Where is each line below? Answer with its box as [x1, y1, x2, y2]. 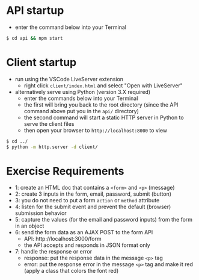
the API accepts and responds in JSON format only [23, 241, 150, 249]
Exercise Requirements [6, 164, 124, 178]
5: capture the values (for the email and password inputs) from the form [14, 216, 193, 223]
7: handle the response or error [14, 248, 92, 255]
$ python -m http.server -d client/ [6, 144, 98, 150]
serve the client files [23, 120, 75, 127]
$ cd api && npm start [6, 35, 63, 41]
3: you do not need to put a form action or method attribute [14, 197, 160, 204]
